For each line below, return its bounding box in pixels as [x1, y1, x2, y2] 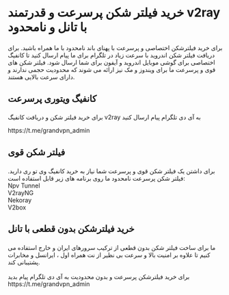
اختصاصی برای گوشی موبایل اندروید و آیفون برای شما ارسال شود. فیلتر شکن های [8, 58, 215, 66]
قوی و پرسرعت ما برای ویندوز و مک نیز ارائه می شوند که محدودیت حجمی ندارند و [8, 66, 216, 74]
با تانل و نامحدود [8, 19, 87, 35]
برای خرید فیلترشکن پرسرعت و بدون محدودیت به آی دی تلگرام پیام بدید [8, 272, 190, 281]
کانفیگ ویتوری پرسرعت [8, 92, 97, 104]
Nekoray [8, 196, 32, 204]
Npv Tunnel [8, 181, 40, 190]
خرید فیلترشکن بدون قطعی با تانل [8, 223, 135, 235]
